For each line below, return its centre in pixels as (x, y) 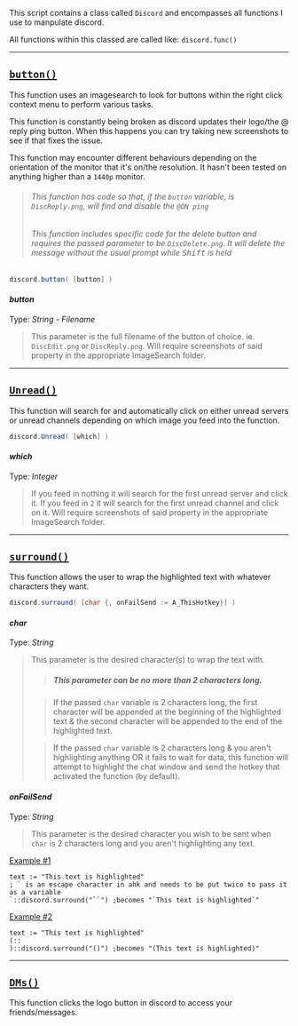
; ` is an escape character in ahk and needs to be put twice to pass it (149, 884)
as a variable (35, 892)
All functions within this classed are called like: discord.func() (123, 40)
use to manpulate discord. (57, 22)
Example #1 (30, 860)
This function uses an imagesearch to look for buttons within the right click (146, 95)
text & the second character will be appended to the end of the (168, 721)
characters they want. (49, 586)
